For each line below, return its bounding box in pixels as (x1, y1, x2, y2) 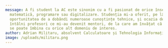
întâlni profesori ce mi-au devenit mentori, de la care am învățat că (9, 21, 162, 26)
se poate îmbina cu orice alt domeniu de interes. (9, 26, 117, 31)
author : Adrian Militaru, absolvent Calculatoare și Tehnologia (5, 30, 142, 35)
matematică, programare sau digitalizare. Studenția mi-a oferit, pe (9, 12, 157, 17)
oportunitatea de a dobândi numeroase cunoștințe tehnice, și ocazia (9, 16, 157, 21)
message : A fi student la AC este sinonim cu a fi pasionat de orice (5, 7, 153, 12)
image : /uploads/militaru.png (5, 35, 68, 40)
